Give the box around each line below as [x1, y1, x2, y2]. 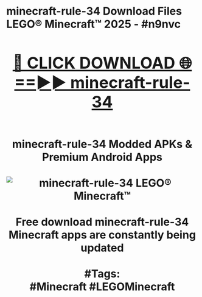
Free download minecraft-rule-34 [15, 215, 189, 229]
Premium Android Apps [42, 150, 162, 164]
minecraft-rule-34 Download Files [6, 4, 183, 18]
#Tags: [84, 267, 120, 281]
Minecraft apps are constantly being [8, 227, 197, 242]
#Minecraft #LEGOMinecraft [29, 279, 175, 293]
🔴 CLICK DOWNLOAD [12, 52, 175, 73]
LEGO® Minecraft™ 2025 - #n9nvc [6, 17, 181, 31]
